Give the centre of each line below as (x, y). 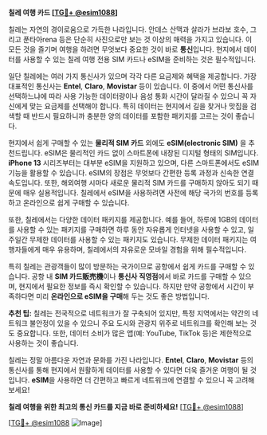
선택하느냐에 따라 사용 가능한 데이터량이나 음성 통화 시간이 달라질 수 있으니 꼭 (128, 96)
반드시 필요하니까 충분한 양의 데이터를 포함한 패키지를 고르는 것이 (132, 116)
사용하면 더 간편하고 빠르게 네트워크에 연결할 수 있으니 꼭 (145, 380)
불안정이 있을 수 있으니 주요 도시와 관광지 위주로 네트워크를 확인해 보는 (139, 323)
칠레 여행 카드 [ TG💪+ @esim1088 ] (63, 12)
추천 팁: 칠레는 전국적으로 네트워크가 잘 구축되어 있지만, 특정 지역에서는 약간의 (130, 313)
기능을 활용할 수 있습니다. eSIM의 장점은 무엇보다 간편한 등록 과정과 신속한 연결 (132, 173)
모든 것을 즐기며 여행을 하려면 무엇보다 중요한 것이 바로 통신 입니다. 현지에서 (125, 49)
